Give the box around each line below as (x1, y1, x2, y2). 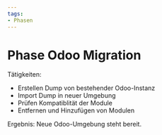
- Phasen (7, 17, 33, 24)
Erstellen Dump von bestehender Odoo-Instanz (17, 84, 156, 92)
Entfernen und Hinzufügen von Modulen (17, 106, 135, 115)
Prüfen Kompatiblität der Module (17, 99, 113, 108)
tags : (7, 10, 23, 18)
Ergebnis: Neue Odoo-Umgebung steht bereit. (7, 120, 142, 129)
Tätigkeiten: (7, 70, 42, 79)
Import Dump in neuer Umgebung (17, 91, 116, 100)
